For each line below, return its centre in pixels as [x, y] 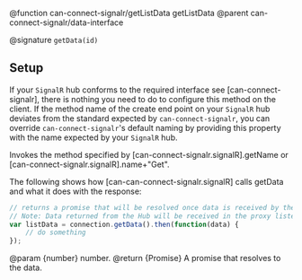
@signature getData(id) [54, 40]
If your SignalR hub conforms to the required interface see [117, 90]
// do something [56, 232]
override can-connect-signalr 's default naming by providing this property [145, 127]
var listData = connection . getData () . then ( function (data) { [124, 224]
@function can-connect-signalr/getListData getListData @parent [129, 13]
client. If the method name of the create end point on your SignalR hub [140, 109]
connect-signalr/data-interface [67, 22]
